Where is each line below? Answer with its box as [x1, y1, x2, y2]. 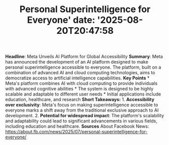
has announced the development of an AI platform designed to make [5, 59, 148, 65]
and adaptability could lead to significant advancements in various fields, [5, 118, 158, 124]
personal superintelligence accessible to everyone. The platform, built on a [5, 64, 161, 70]
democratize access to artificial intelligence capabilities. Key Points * [5, 75, 150, 81]
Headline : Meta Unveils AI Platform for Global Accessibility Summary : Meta [5, 54, 163, 60]
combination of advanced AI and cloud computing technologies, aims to [5, 70, 155, 76]
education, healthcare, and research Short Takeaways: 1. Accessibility [5, 96, 154, 103]
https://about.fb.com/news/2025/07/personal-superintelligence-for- [5, 129, 148, 135]
